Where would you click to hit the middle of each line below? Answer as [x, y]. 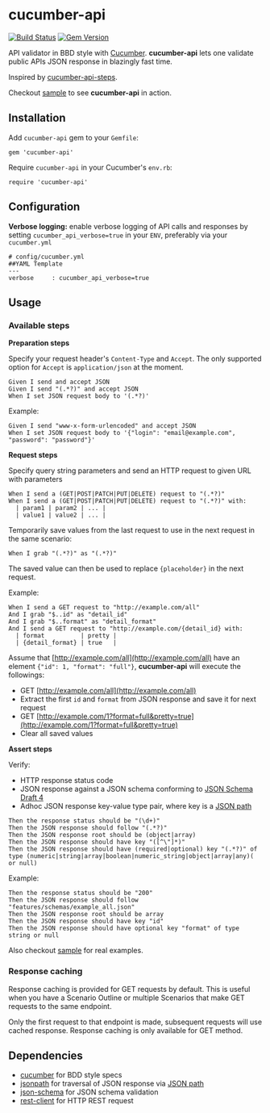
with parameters [35, 479]
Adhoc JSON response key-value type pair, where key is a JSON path [136, 806]
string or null [34, 935]
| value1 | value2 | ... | [61, 515]
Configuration [44, 207]
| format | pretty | [66, 636]
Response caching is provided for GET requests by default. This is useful [129, 989]
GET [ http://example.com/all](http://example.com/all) [108, 691]
